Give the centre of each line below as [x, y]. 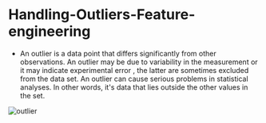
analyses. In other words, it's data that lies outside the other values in [134, 87]
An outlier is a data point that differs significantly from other [118, 53]
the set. [32, 95]
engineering [50, 31]
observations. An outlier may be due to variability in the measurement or [139, 62]
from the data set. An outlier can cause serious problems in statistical [134, 79]
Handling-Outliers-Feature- [102, 15]
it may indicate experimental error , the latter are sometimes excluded [134, 70]
